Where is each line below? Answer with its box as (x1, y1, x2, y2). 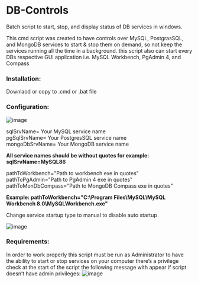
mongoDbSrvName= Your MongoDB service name (6, 140, 129, 147)
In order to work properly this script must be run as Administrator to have (6, 251, 184, 258)
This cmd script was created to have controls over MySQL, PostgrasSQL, (6, 34, 184, 41)
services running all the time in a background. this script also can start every (6, 47, 193, 54)
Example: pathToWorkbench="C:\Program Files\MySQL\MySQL (6, 194, 166, 201)
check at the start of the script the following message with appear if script (6, 263, 187, 271)
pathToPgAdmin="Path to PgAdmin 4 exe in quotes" (6, 176, 133, 183)
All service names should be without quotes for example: (6, 152, 150, 159)
